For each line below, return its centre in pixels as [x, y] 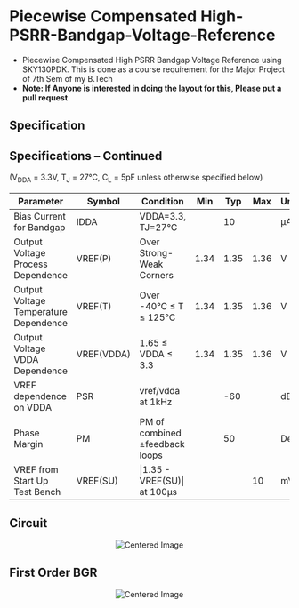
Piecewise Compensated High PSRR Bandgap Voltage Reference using [152, 60]
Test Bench [37, 492]
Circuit [28, 523]
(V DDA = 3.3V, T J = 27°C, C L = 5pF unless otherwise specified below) [136, 178]
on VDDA [32, 407]
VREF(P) [94, 258]
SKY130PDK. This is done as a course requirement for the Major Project [153, 69]
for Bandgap [40, 227]
